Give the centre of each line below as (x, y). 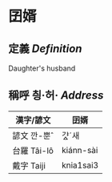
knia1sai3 (80, 165)
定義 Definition (45, 49)
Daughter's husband (42, 68)
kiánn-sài (80, 150)
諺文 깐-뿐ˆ (33, 135)
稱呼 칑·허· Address (56, 96)
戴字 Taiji (29, 165)
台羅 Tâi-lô (33, 151)
